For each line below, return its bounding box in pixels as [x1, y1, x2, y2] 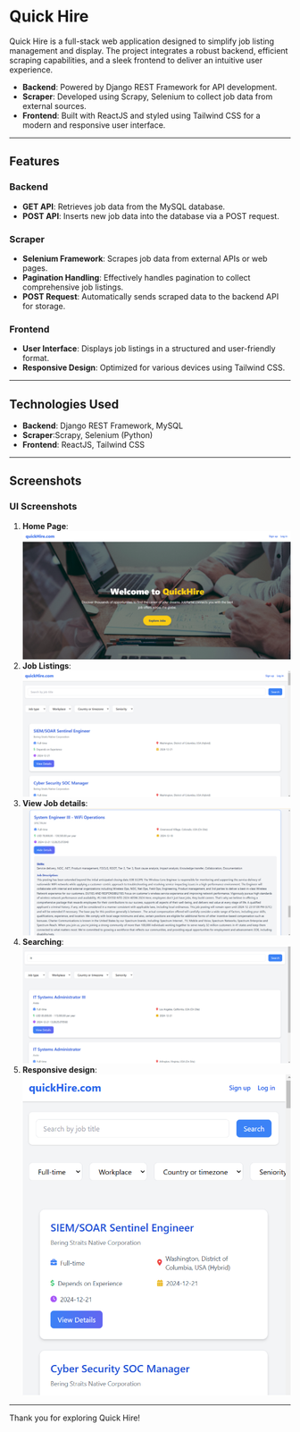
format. [21, 353, 50, 364]
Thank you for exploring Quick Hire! [9, 1412, 141, 1423]
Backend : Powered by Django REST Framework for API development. [21, 81, 278, 92]
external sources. [21, 100, 87, 111]
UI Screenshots [9, 501, 78, 513]
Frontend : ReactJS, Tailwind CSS [21, 440, 146, 451]
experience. [9, 64, 54, 75]
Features [9, 154, 60, 169]
